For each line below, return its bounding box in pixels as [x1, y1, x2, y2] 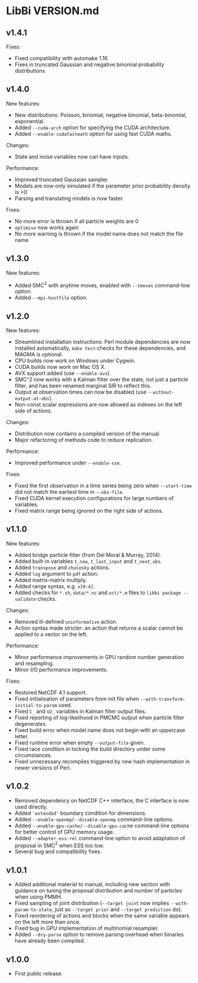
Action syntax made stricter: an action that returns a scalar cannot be [14, 624, 183, 631]
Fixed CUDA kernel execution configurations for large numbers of [14, 494, 174, 502]
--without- [147, 389, 175, 396]
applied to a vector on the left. [14, 630, 88, 638]
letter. [14, 733, 29, 740]
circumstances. [14, 751, 52, 759]
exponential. [14, 117, 45, 124]
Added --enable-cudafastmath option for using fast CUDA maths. [14, 130, 173, 137]
